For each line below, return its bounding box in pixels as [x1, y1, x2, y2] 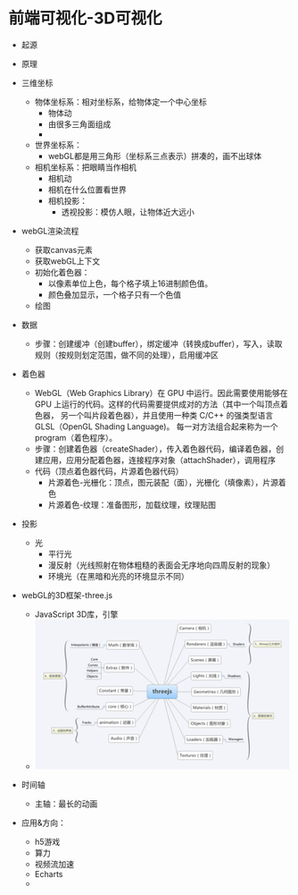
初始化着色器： [34, 266, 90, 277]
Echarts [34, 869, 63, 880]
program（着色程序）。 [34, 432, 118, 443]
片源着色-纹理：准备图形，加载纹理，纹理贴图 [47, 499, 216, 510]
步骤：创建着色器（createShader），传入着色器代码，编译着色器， [34, 443, 277, 454]
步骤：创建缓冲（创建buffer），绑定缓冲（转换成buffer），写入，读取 [34, 338, 283, 349]
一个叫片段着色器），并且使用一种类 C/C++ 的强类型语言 [68, 410, 274, 420]
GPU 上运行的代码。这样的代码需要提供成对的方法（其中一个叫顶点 [34, 399, 281, 410]
